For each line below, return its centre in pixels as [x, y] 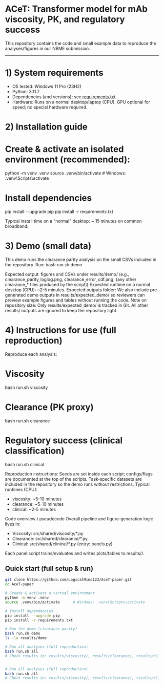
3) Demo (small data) [48, 246]
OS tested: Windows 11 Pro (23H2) [47, 86]
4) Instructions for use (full [61, 330]
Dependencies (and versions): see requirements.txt [64, 97]
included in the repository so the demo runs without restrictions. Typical [77, 484]
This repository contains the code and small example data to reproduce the [81, 43]
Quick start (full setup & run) [49, 568]
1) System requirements [54, 73]
